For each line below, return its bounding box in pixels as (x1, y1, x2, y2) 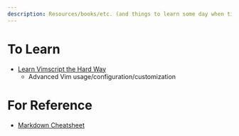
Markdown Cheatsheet (17, 120, 85, 129)
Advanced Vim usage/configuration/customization (28, 72, 176, 80)
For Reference (7, 97, 92, 113)
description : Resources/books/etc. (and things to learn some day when (7, 10, 224, 18)
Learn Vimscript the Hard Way (17, 65, 107, 73)
